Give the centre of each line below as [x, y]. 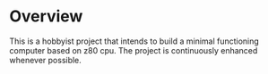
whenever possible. [46, 60]
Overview [46, 16]
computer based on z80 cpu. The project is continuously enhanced [134, 50]
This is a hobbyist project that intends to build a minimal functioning [134, 41]
